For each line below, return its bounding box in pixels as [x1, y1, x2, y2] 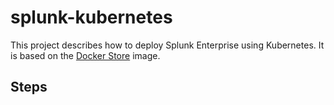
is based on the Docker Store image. [10, 49, 161, 61]
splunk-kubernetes [10, 6, 173, 29]
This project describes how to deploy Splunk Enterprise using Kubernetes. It [10, 39, 325, 51]
